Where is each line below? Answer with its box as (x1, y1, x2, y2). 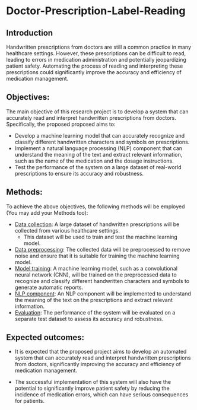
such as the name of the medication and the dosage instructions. (14, 157, 174, 164)
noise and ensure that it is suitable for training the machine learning (14, 252, 180, 259)
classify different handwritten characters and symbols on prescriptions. (14, 138, 190, 145)
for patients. (14, 398, 45, 405)
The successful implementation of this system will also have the (14, 379, 171, 386)
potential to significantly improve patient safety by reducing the (14, 384, 170, 392)
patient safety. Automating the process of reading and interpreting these (6, 62, 183, 69)
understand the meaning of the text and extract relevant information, (14, 151, 183, 158)
